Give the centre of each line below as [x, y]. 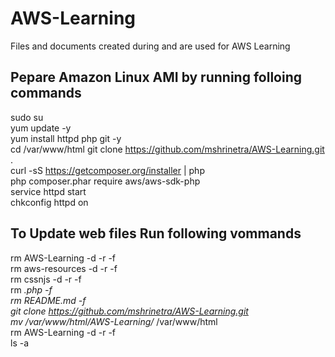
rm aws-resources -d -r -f [64, 268]
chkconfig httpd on [49, 202]
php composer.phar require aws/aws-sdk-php [105, 181]
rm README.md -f [48, 300]
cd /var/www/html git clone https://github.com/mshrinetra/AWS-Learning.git [167, 149]
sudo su [27, 117]
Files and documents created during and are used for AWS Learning [150, 46]
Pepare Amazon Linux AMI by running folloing [156, 77]
